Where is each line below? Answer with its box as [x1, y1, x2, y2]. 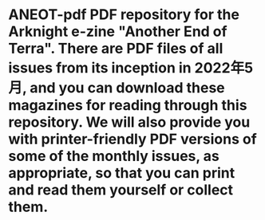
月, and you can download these [8, 79, 225, 97]
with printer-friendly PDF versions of [8, 130, 257, 148]
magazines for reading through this [8, 96, 247, 115]
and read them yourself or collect [8, 181, 234, 199]
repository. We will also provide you [8, 113, 251, 132]
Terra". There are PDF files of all [8, 40, 223, 57]
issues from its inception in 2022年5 [8, 59, 254, 77]
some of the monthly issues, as [8, 147, 220, 165]
